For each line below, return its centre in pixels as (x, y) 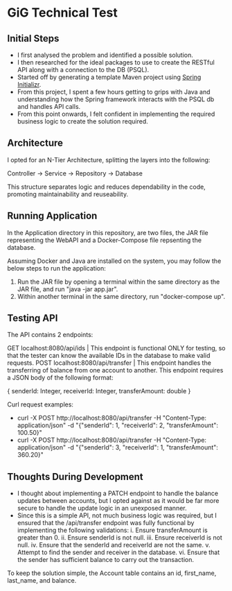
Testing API (33, 318)
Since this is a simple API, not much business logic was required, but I (117, 515)
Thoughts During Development (75, 477)
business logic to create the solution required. (83, 121)
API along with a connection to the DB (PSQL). (83, 70)
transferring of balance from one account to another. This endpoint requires (115, 370)
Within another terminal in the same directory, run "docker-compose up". (121, 296)
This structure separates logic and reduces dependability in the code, (106, 187)
